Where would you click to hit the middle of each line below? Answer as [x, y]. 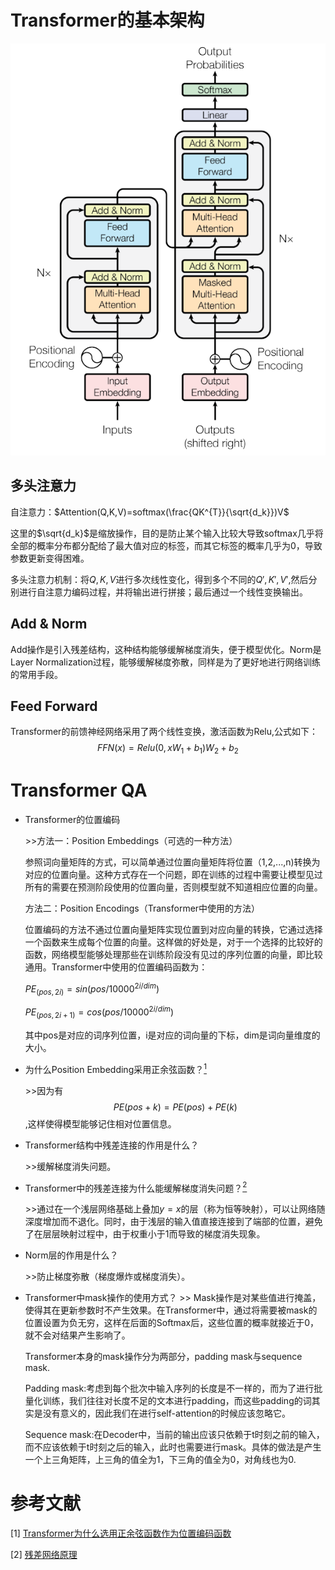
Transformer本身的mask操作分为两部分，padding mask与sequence [163, 1357]
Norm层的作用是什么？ [71, 1255]
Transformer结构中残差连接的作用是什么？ [112, 1145]
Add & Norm [49, 624]
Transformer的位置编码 [72, 820]
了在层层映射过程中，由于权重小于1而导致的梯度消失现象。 [145, 1234]
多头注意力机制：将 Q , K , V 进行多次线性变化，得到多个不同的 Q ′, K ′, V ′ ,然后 [159, 579]
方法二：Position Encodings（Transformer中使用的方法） [142, 908]
